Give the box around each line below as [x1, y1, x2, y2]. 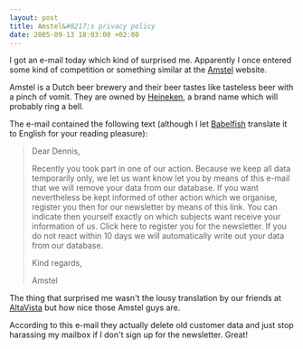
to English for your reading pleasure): [9, 128, 148, 139]
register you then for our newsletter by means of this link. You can [31, 202, 279, 212]
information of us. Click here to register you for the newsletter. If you [31, 221, 288, 231]
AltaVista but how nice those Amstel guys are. [9, 302, 181, 313]
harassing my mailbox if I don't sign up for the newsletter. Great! [9, 329, 249, 340]
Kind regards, [31, 258, 83, 269]
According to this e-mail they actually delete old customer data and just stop [9, 320, 294, 331]
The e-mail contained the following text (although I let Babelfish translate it [9, 118, 288, 129]
